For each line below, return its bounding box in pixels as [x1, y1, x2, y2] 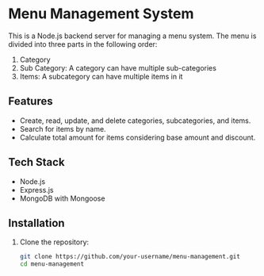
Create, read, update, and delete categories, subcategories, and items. [19, 116, 251, 125]
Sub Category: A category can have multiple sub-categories [19, 63, 216, 72]
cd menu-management [19, 260, 85, 268]
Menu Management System [8, 5, 194, 23]
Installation [8, 216, 65, 230]
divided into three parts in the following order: [8, 39, 158, 48]
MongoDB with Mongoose [19, 194, 105, 203]
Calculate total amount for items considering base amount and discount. [19, 132, 256, 142]
